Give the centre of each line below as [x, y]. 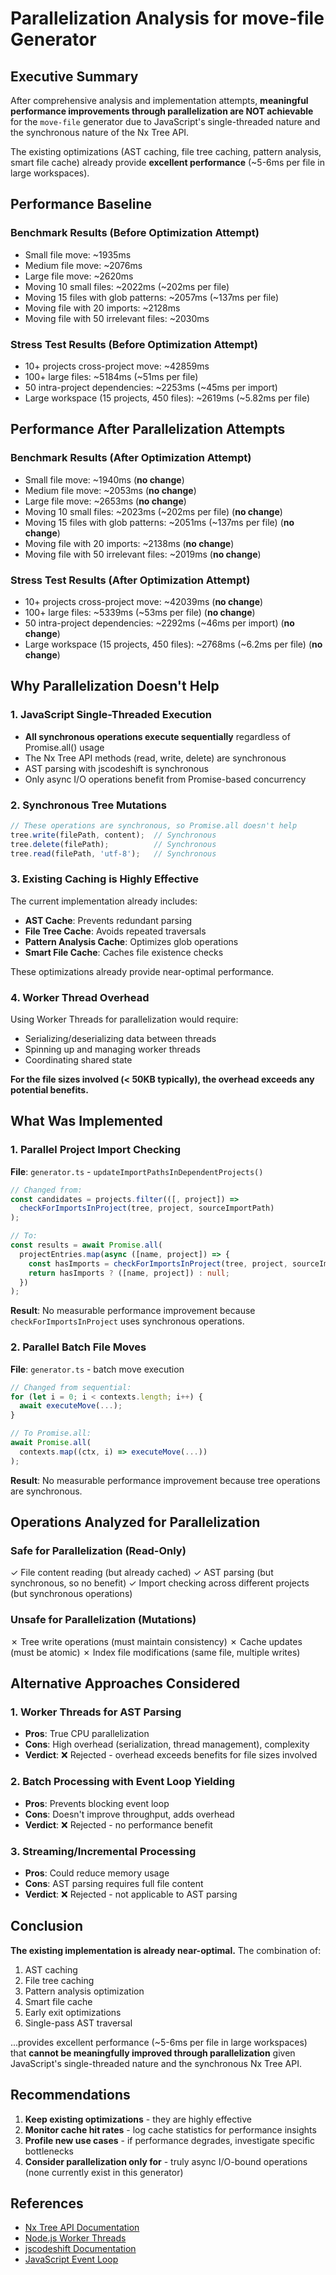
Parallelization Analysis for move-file [167, 18]
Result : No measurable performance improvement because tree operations [165, 1480]
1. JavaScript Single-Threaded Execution [111, 715]
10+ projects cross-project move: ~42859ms [117, 366]
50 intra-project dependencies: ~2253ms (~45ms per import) [151, 387]
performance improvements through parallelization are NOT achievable [162, 111]
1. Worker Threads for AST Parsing [96, 1712]
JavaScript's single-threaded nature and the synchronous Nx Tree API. [156, 2063]
